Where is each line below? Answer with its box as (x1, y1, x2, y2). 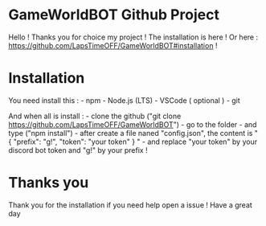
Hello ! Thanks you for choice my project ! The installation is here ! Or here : (8, 32, 259, 42)
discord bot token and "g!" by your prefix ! (8, 145, 148, 154)
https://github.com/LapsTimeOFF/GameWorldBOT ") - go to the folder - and (8, 119, 257, 129)
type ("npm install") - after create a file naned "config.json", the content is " (8, 128, 259, 138)
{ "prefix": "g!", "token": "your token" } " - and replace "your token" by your (8, 137, 258, 146)
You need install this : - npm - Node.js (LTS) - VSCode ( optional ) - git (8, 95, 241, 105)
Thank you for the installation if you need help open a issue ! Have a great (8, 199, 253, 210)
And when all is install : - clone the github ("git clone (8, 111, 182, 121)
